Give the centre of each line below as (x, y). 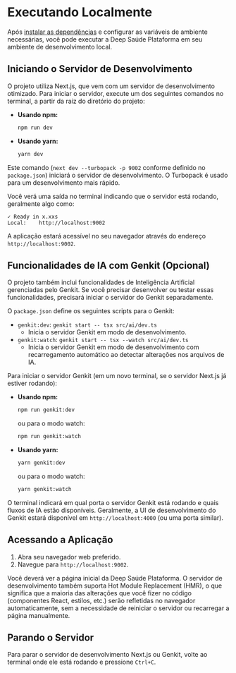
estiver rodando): (32, 383)
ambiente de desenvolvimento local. (60, 47)
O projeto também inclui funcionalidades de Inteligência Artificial (101, 282)
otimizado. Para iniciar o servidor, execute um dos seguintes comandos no (116, 93)
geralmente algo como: (41, 204)
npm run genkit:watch (49, 437)
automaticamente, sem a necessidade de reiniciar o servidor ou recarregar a (118, 608)
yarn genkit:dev (41, 463)
